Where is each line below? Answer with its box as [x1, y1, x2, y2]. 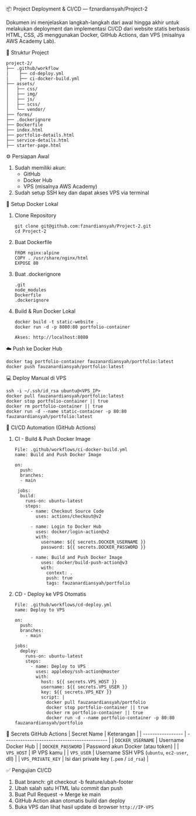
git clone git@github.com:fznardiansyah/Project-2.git [14, 223, 152, 229]
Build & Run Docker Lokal [14, 308, 76, 315]
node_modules [14, 287, 47, 293]
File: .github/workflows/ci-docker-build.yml [14, 447, 128, 453]
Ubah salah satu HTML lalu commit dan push [14, 785, 123, 791]
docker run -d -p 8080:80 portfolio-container [14, 324, 130, 330]
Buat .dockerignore [14, 271, 61, 278]
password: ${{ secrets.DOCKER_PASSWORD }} [40, 544, 146, 550]
